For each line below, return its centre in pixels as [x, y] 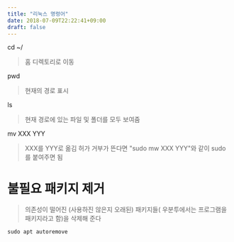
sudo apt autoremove [38, 232]
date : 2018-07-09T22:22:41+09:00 [57, 21]
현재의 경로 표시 [46, 91]
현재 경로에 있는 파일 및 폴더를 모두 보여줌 [82, 120]
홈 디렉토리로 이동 [49, 62]
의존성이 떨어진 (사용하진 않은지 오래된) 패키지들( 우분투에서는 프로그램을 [126, 209]
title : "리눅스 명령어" [38, 14]
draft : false [27, 27]
